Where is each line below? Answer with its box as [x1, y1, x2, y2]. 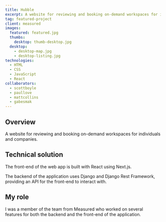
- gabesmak [9, 100, 32, 105]
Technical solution [5, 151, 63, 159]
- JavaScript [9, 72, 37, 77]
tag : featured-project [5, 16, 52, 21]
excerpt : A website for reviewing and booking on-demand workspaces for [5, 12, 158, 17]
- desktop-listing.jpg [14, 53, 61, 58]
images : [5, 26, 21, 31]
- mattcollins [9, 95, 39, 100]
